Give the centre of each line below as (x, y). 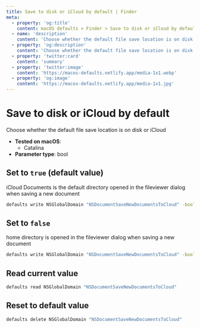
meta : (13, 17)
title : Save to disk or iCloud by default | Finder (71, 12)
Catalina (34, 147)
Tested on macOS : (38, 141)
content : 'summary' (41, 61)
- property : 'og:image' (41, 78)
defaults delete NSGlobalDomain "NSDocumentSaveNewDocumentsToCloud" (94, 319)
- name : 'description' (40, 34)
